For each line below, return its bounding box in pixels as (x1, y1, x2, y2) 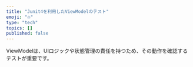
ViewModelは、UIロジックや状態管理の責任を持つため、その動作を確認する (6, 48, 188, 55)
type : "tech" (6, 19, 38, 25)
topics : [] (6, 25, 33, 31)
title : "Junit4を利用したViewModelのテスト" (6, 8, 109, 15)
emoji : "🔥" (6, 14, 34, 20)
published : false (6, 31, 49, 36)
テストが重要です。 (6, 55, 52, 62)
